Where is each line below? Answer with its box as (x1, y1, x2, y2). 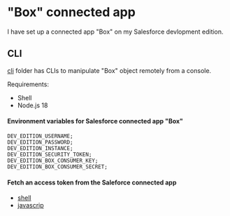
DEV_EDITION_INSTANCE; (7, 144, 73, 151)
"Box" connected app (7, 4, 136, 20)
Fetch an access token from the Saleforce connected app (7, 178, 177, 187)
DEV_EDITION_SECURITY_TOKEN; (7, 151, 92, 158)
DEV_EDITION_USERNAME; (7, 133, 73, 140)
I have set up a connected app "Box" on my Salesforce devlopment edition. (7, 27, 224, 36)
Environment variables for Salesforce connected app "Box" (7, 117, 184, 126)
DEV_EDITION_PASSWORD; (7, 138, 73, 146)
